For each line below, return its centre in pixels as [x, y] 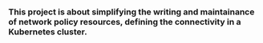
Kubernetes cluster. [48, 32]
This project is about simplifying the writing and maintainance [131, 12]
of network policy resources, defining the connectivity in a [125, 21]
